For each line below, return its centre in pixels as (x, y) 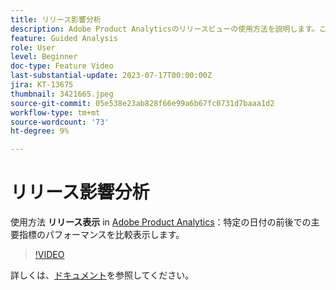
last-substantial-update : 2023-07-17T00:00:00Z (111, 76)
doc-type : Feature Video (62, 66)
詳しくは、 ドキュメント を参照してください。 (102, 275)
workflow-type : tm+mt (55, 112)
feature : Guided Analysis (64, 38)
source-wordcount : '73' (60, 122)
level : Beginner (44, 57)
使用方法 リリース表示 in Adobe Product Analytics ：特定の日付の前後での (161, 222)
